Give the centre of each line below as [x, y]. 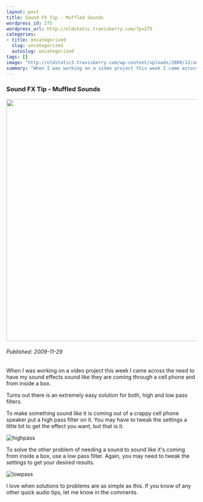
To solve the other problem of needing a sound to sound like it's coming [96, 449]
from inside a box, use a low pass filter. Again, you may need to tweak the [98, 456]
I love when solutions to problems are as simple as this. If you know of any [99, 486]
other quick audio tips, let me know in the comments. [72, 492]
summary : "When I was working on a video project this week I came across [102, 68]
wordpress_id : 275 [29, 23]
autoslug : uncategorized [43, 51]
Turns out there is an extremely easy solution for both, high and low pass [97, 395]
